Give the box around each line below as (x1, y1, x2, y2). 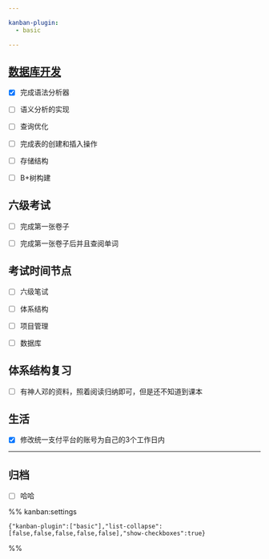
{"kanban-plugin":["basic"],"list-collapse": (8, 522, 163, 531)
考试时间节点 (8, 264, 72, 278)
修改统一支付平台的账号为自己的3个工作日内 (19, 435, 166, 444)
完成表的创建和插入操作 (19, 139, 98, 148)
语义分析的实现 (19, 105, 70, 115)
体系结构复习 (8, 364, 72, 377)
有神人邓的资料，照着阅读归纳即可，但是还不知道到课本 (19, 386, 203, 396)
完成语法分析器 (19, 87, 70, 97)
